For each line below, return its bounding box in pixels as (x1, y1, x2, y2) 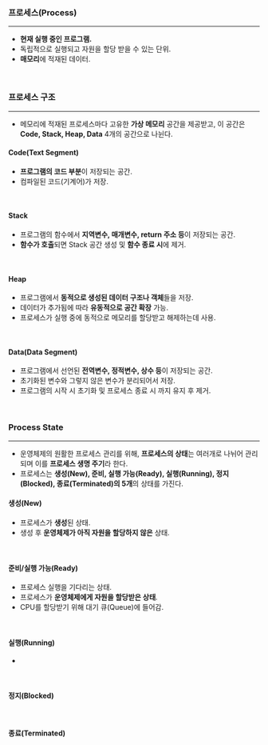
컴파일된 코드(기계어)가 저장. (19, 176, 109, 186)
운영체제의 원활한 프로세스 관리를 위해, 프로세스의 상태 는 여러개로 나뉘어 (19, 448, 243, 458)
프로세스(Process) (8, 6, 77, 18)
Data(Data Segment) (8, 346, 78, 357)
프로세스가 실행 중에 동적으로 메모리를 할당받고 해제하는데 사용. (19, 313, 217, 322)
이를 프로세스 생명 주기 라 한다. (34, 459, 128, 468)
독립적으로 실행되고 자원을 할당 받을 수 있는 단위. (19, 44, 171, 54)
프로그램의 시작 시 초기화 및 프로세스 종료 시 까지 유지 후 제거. (19, 386, 211, 395)
